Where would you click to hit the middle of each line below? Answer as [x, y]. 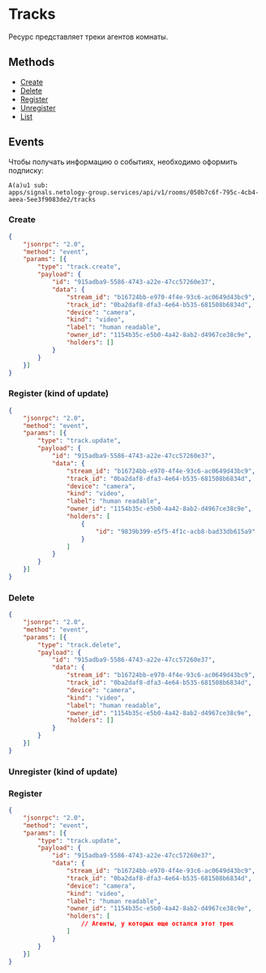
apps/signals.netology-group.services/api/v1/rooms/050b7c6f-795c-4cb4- [134, 192]
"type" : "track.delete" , [79, 645]
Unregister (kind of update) [63, 771]
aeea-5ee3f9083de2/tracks [52, 199]
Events [26, 142]
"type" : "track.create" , [79, 267]
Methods [32, 62]
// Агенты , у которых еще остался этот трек [157, 924]
